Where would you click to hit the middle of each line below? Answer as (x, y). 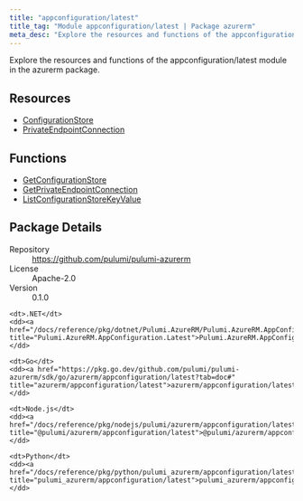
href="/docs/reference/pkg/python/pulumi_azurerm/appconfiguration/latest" (155, 472)
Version (23, 288)
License (24, 269)
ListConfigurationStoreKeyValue (82, 199)
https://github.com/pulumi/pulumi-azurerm (111, 259)
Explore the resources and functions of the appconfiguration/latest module (148, 61)
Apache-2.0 (54, 278)
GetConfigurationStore (64, 180)
